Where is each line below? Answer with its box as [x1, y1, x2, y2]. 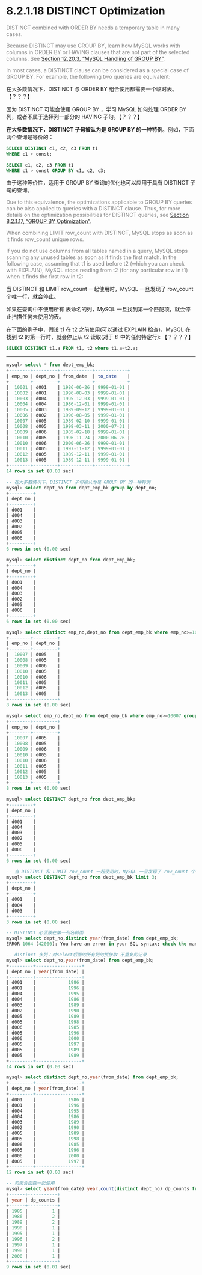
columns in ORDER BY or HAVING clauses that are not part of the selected [6, 48, 190, 55]
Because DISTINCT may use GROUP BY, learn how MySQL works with [6, 42, 180, 49]
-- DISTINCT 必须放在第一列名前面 [6, 930, 84, 936]
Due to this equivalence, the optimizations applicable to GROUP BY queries [6, 198, 192, 206]
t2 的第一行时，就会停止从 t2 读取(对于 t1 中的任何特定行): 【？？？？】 [17, 334, 194, 341]
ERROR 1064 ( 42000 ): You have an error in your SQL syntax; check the [6, 941, 187, 947]
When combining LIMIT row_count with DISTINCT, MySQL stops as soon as [6, 230, 194, 237]
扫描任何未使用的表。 [11, 313, 64, 320]
